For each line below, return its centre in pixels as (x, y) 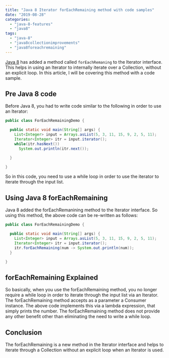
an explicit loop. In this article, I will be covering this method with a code (80, 73)
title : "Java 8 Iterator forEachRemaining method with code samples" (80, 10)
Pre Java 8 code (31, 94)
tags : (11, 33)
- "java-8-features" (31, 24)
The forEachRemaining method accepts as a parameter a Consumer (76, 300)
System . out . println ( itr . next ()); (54, 149)
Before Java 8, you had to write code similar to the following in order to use (83, 106)
